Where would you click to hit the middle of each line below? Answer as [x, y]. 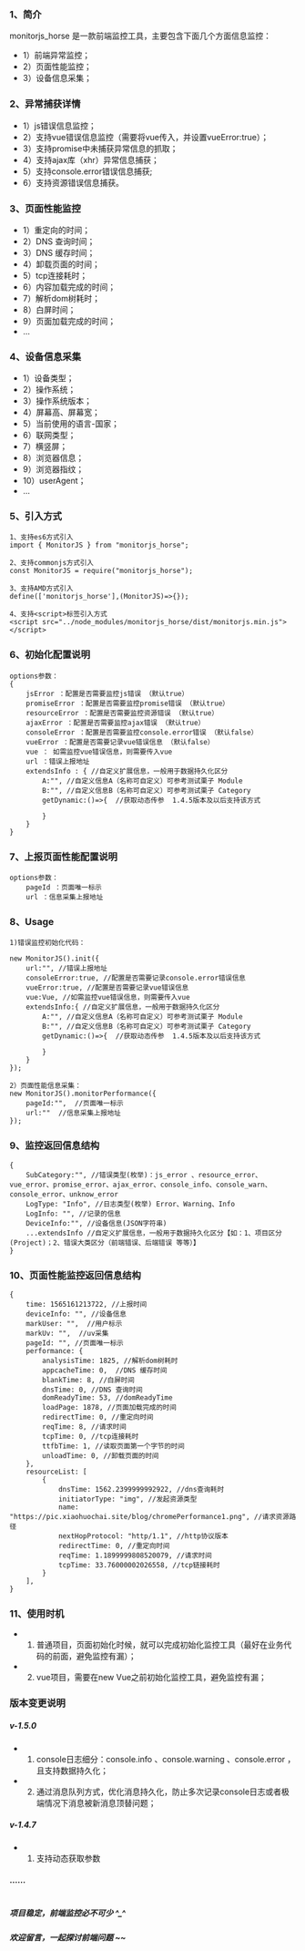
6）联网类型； [49, 436]
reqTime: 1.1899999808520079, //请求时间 [135, 1556]
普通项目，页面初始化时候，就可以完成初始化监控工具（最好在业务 [160, 1645]
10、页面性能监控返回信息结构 [75, 1275]
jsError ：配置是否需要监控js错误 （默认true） [107, 693]
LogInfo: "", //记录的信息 [73, 1214]
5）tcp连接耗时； [55, 275]
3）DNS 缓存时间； [59, 252]
